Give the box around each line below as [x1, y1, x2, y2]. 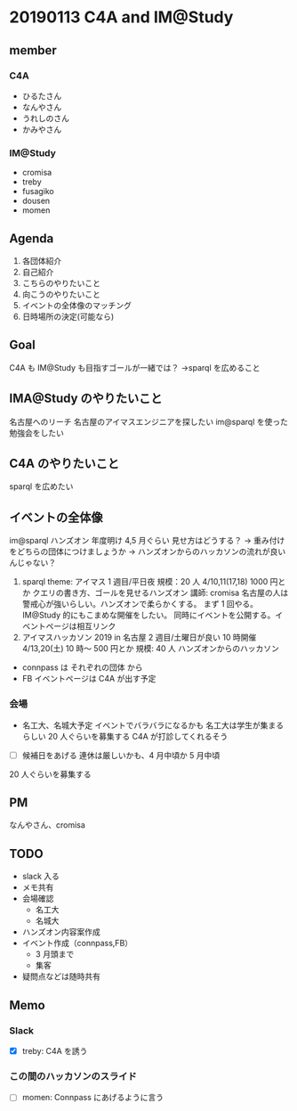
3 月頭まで [35, 949, 75, 960]
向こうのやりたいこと [21, 289, 100, 299]
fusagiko [21, 186, 55, 197]
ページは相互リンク [45, 621, 116, 632]
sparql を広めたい [9, 481, 74, 492]
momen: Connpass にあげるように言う [21, 1092, 165, 1103]
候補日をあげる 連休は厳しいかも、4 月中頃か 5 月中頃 [21, 749, 221, 760]
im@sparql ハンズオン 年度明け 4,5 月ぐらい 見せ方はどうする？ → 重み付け [9, 535, 285, 546]
